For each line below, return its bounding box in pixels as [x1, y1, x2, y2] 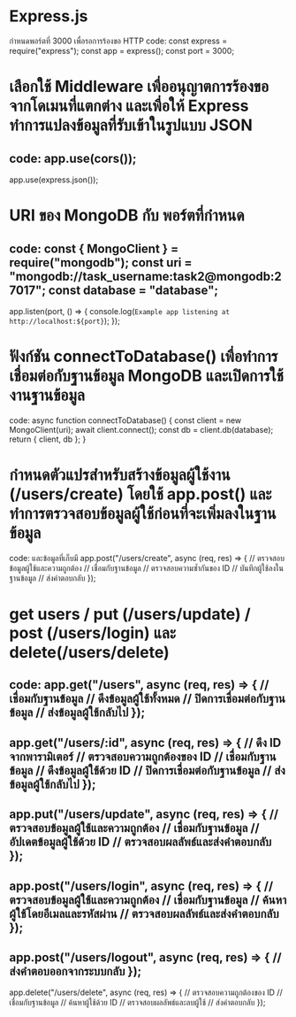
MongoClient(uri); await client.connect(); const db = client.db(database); [9, 424, 274, 435]
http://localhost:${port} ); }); [9, 315, 121, 326]
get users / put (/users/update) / [9, 605, 251, 624]
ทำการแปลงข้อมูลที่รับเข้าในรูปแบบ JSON [9, 115, 254, 135]
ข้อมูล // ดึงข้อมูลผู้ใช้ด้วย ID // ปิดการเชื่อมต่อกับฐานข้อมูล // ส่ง [9, 763, 285, 778]
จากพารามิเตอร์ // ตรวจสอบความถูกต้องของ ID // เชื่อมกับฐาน [9, 749, 277, 764]
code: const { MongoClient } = [9, 241, 179, 256]
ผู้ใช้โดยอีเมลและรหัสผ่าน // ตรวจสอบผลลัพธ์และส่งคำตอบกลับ [9, 905, 280, 921]
